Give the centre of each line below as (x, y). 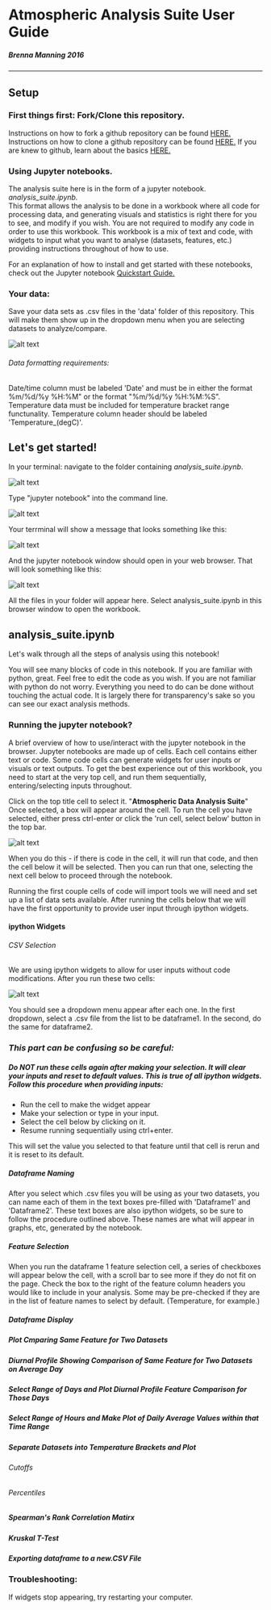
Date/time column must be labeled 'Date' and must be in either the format (130, 388)
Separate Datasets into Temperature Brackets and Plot (102, 1447)
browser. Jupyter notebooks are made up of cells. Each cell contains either (133, 751)
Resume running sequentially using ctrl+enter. (96, 1130)
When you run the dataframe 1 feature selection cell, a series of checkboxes (135, 1267)
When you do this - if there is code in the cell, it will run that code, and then (133, 858)
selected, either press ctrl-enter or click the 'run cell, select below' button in (135, 818)
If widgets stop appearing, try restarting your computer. (101, 1597)
